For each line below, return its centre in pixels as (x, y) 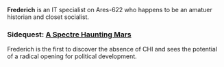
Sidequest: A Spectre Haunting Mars (69, 35)
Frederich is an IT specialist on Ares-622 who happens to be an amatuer (110, 10)
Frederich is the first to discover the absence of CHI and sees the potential (112, 49)
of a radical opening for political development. (72, 56)
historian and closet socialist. (48, 17)
